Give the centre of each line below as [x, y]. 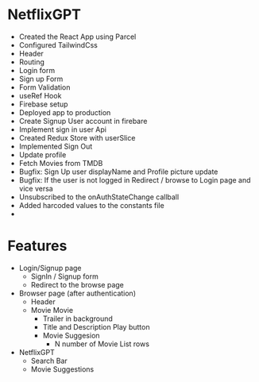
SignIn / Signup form [64, 276]
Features [37, 246]
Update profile [43, 154]
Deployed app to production [65, 112]
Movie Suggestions [62, 369]
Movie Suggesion [71, 335]
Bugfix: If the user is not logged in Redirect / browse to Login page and [135, 179]
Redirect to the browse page [77, 284]
